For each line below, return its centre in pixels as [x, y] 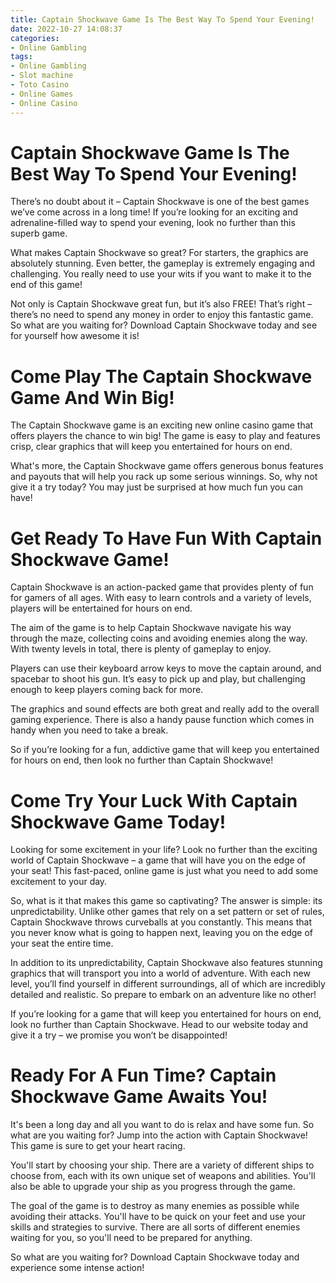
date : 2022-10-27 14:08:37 [66, 29]
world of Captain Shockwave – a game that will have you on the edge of [158, 860]
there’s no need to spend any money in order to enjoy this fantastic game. [162, 315]
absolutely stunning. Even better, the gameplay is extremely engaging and [162, 263]
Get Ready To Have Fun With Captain [166, 538]
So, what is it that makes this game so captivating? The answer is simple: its [166, 901]
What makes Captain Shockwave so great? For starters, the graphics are [159, 253]
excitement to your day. [59, 882]
